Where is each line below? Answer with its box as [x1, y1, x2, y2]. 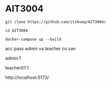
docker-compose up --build [5, 37, 61, 42]
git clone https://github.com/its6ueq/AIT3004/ [5, 19, 106, 24]
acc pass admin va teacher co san [5, 45, 76, 51]
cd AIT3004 [5, 28, 28, 33]
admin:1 [5, 55, 21, 61]
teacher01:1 [5, 65, 29, 71]
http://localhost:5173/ [5, 74, 49, 80]
